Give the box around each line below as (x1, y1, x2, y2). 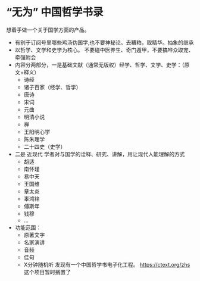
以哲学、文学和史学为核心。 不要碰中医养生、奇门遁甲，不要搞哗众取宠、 (14, 46, 194, 54)
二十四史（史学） (23, 143, 66, 150)
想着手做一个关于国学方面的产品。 (6, 26, 90, 33)
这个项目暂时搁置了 (23, 268, 71, 276)
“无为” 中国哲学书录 (6, 5, 104, 19)
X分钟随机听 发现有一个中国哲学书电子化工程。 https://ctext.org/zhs (23, 261, 190, 268)
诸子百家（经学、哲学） (23, 83, 82, 90)
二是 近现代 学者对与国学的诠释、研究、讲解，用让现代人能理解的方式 (14, 150, 185, 158)
